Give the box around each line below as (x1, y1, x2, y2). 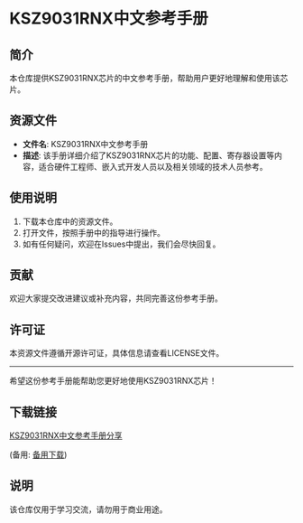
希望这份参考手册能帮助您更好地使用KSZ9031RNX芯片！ (9, 376, 218, 387)
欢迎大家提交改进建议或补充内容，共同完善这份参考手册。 (9, 293, 223, 304)
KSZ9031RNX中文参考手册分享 (9, 430, 124, 441)
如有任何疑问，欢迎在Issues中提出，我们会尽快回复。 (22, 238, 221, 249)
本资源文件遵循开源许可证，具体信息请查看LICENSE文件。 (9, 348, 225, 359)
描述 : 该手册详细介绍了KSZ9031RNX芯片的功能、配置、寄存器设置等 (22, 150, 275, 161)
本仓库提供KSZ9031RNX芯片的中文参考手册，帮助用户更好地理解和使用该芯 (9, 73, 289, 83)
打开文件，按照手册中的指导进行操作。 (22, 227, 165, 238)
